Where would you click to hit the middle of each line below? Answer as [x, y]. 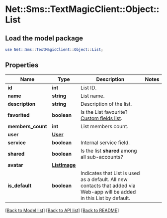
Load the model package [44, 38]
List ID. [88, 87]
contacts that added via [108, 186]
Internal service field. [105, 142]
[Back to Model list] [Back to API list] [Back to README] [62, 210]
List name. [92, 96]
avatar [15, 165]
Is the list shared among [109, 151]
